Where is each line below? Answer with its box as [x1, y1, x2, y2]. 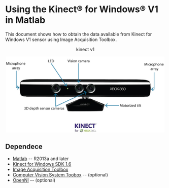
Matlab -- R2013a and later [12, 156, 69, 162]
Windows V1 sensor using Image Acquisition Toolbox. [5, 36, 117, 43]
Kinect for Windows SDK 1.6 [12, 161, 72, 167]
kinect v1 [76, 46, 95, 52]
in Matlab [5, 14, 46, 26]
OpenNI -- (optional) [12, 177, 56, 183]
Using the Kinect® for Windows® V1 [5, 4, 159, 15]
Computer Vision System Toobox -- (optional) [12, 172, 108, 178]
